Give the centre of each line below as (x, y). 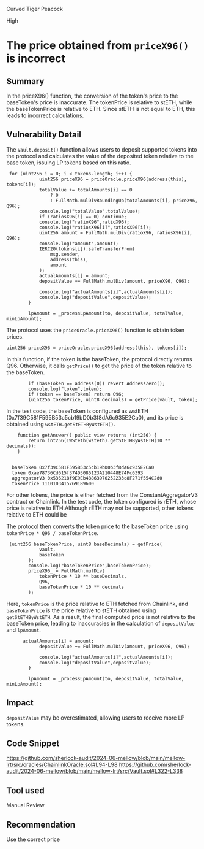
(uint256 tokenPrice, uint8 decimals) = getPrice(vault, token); (113, 399)
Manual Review (25, 805)
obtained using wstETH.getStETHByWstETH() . (61, 424)
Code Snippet (33, 744)
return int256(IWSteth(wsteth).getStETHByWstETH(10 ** (100, 440)
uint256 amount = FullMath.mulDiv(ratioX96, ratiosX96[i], (115, 232)
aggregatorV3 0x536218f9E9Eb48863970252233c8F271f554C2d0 (87, 478)
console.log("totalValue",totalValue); (89, 211)
